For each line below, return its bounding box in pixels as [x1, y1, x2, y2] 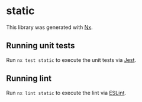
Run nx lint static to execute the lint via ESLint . [6, 89, 126, 96]
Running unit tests [6, 41, 75, 51]
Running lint [6, 74, 52, 84]
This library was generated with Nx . [6, 24, 93, 31]
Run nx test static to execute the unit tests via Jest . [6, 56, 137, 63]
